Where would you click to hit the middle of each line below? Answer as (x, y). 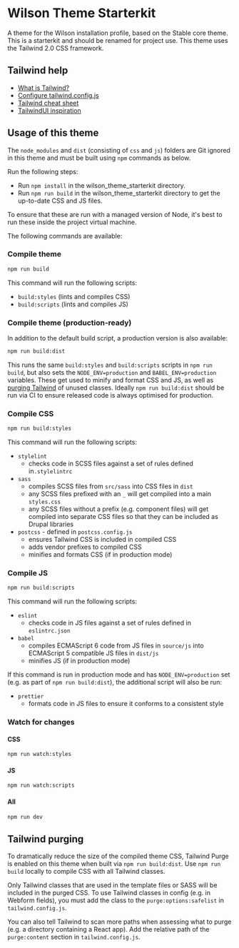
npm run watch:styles (40, 755)
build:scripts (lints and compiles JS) (73, 304)
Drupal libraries (51, 524)
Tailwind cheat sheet (48, 103)
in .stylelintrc (50, 471)
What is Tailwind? (44, 88)
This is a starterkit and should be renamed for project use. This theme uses (118, 40)
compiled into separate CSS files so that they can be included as (123, 517)
